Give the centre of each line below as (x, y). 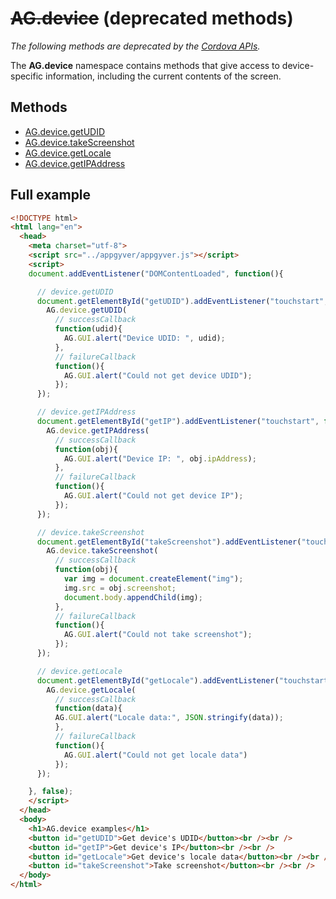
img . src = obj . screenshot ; (120, 588)
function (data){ (88, 708)
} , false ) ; (51, 792)
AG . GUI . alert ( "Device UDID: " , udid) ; (144, 338)
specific (27, 76)
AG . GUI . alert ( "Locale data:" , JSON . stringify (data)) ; (169, 718)
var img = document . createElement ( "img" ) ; (153, 579)
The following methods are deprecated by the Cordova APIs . (135, 46)
